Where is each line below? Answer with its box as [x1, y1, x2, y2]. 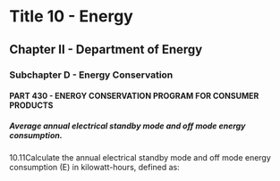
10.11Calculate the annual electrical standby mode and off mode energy [9, 152, 271, 163]
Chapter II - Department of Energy [9, 42, 203, 57]
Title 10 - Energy [9, 6, 134, 27]
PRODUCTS [9, 100, 54, 111]
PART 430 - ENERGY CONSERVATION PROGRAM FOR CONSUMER [9, 91, 259, 102]
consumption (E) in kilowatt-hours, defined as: [9, 162, 181, 173]
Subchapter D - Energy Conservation [9, 69, 174, 81]
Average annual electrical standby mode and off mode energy [9, 120, 246, 131]
